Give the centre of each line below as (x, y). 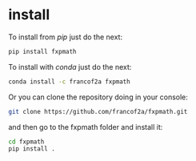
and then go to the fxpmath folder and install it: (86, 127)
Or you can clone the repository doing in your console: (98, 97)
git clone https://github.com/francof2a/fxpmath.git (98, 111)
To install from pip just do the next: (65, 37)
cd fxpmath (26, 142)
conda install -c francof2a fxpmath (69, 82)
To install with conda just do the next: (70, 66)
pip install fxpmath (43, 51)
